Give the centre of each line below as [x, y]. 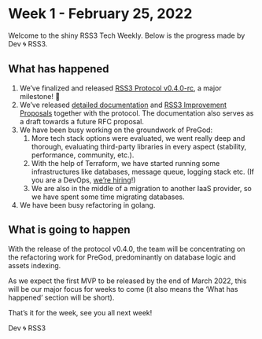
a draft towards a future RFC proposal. [81, 121]
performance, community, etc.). [83, 155]
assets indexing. [35, 265]
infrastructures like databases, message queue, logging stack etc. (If [142, 171]
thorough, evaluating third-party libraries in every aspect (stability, [138, 146]
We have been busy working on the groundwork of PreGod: [116, 130]
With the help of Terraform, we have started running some [125, 163]
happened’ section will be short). [61, 297]
